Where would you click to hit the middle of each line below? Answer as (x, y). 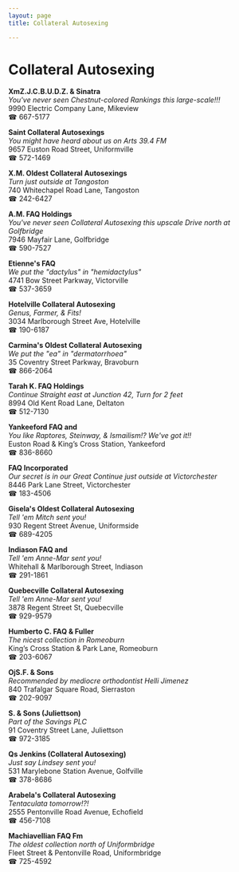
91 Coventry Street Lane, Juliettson (66, 730)
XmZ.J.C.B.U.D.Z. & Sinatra (55, 92)
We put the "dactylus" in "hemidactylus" (75, 272)
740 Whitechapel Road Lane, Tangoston (74, 190)
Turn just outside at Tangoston (59, 182)
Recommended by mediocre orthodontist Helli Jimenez (98, 681)
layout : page (30, 16)
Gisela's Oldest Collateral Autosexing (71, 509)
